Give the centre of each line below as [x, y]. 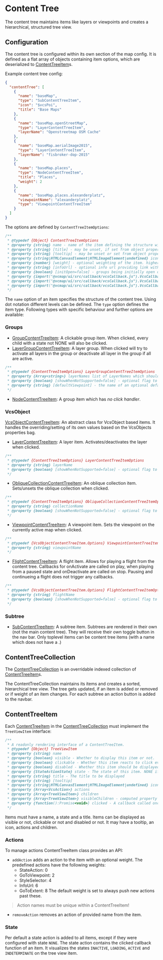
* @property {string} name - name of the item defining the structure [80, 245]
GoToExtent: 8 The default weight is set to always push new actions [87, 891]
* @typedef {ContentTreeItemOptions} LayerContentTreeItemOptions [76, 460]
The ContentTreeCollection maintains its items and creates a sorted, [73, 684]
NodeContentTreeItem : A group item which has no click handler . [76, 399]
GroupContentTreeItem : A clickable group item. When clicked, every [80, 338]
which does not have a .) [37, 642]
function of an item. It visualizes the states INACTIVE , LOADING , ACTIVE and [77, 948]
